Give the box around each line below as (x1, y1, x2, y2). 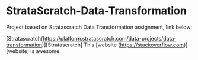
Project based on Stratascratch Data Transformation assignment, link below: (6, 24, 193, 31)
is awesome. (30, 47, 61, 54)
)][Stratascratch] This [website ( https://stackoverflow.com (41, 41, 184, 48)
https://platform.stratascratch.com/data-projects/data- (42, 35, 177, 42)
